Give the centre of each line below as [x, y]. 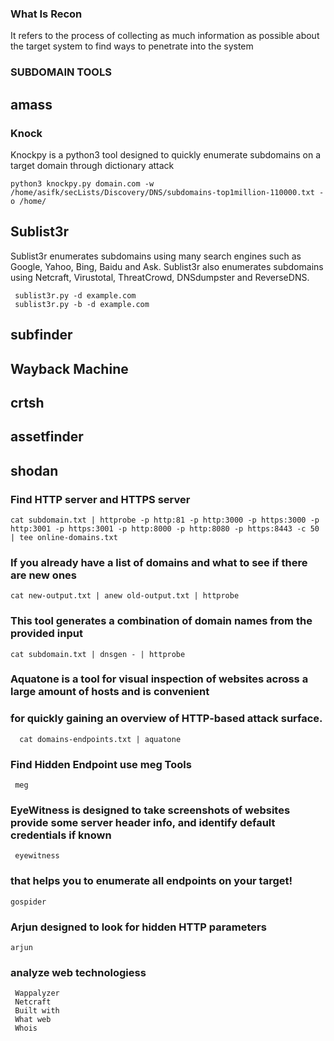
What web [33, 1020]
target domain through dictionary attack [92, 165]
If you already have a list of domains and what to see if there [159, 562]
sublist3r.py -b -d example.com [82, 304]
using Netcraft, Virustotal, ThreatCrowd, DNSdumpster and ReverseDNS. [160, 277]
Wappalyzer [37, 993]
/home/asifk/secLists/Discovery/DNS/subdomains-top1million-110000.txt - [167, 192]
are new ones [43, 575]
